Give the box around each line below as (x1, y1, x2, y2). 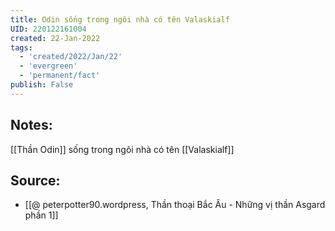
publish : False (10, 80, 74, 90)
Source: (10, 172, 61, 189)
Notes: (10, 117, 53, 134)
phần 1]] (24, 209, 59, 221)
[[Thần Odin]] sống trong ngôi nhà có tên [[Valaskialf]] (10, 143, 235, 155)
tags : (10, 42, 33, 53)
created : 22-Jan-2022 (10, 33, 101, 43)
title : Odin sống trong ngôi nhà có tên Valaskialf (10, 14, 230, 25)
